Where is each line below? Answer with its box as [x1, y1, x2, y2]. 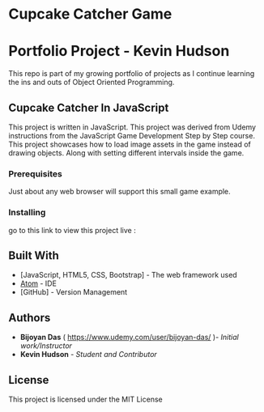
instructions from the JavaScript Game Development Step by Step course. [8, 130, 255, 140]
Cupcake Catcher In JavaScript [8, 100, 169, 114]
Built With [8, 248, 59, 262]
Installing [8, 207, 46, 219]
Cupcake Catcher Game [8, 5, 172, 23]
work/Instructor [19, 341, 73, 350]
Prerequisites [8, 168, 62, 179]
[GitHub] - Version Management [19, 287, 128, 297]
